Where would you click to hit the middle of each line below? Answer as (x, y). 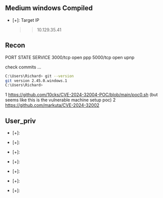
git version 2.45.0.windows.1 (36, 81)
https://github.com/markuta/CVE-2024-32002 (52, 105)
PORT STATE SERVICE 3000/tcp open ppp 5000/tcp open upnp (70, 57)
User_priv (20, 121)
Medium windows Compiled (49, 8)
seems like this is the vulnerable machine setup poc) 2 (61, 100)
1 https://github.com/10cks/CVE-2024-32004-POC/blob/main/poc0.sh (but (81, 95)
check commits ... (23, 67)
